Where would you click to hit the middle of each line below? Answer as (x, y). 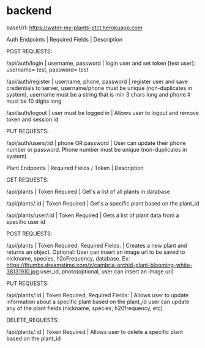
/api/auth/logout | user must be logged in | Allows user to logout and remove (102, 113)
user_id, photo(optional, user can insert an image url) (107, 271)
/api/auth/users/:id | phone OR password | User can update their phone (96, 143)
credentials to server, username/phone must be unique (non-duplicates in (99, 88)
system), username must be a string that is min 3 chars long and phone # (99, 94)
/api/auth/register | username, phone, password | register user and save (97, 81)
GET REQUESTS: (28, 180)
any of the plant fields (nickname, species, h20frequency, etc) (85, 308)
